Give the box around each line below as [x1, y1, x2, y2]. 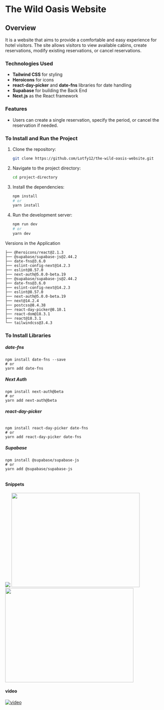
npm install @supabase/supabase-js [5, 458, 79, 463]
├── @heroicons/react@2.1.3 [5, 250, 64, 255]
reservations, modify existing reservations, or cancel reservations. [5, 48, 141, 53]
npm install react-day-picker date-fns [5, 425, 88, 430]
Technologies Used [5, 60, 53, 67]
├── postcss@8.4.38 [5, 303, 46, 308]
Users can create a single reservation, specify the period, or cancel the [12, 117, 159, 123]
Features [5, 106, 27, 113]
